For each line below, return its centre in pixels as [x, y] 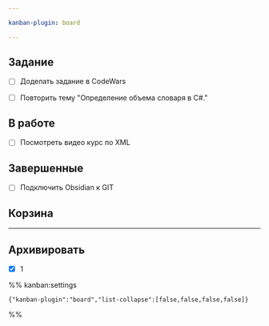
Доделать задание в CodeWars [73, 82]
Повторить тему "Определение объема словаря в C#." [114, 98]
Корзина [31, 213]
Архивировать [47, 250]
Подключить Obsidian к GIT [67, 187]
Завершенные [46, 168]
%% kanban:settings [43, 285]
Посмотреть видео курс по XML [75, 143]
